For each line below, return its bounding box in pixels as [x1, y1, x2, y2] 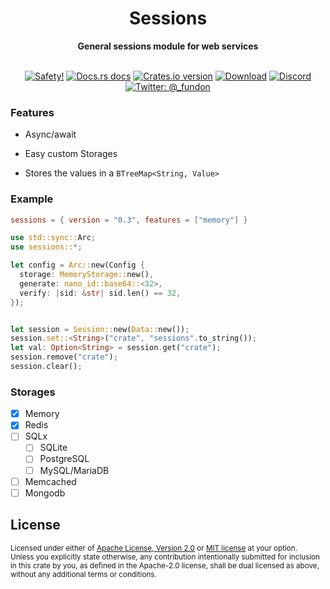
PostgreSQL [39, 453, 90, 465]
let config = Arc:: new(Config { [10, 260, 145, 271]
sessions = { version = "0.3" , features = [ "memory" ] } [10, 215, 248, 225]
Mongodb [24, 487, 66, 499]
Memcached [24, 475, 77, 487]
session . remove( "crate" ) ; [10, 352, 118, 362]
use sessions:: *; [10, 242, 83, 252]
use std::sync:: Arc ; [10, 233, 97, 243]
